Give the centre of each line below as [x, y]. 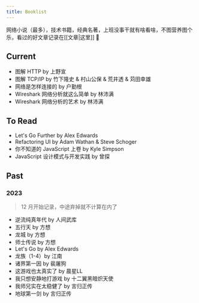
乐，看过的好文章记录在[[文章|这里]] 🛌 [53, 37]
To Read [22, 121]
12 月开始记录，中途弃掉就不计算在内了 [69, 207]
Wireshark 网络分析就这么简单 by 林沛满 [64, 94]
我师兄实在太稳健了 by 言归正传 [54, 286]
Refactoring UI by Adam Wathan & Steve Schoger [76, 142]
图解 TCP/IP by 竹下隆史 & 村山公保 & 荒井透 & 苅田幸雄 [83, 79]
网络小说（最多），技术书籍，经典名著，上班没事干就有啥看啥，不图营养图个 [99, 29]
